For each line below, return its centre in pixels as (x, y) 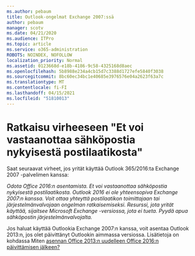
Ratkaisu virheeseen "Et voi (75, 127)
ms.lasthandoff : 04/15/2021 (41, 93)
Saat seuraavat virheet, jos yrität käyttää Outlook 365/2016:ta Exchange (93, 168)
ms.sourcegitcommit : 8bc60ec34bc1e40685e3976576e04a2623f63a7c (85, 77)
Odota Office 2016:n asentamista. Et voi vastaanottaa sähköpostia (87, 186)
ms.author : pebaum (29, 11)
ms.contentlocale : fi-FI (37, 88)
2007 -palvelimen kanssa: (38, 174)
